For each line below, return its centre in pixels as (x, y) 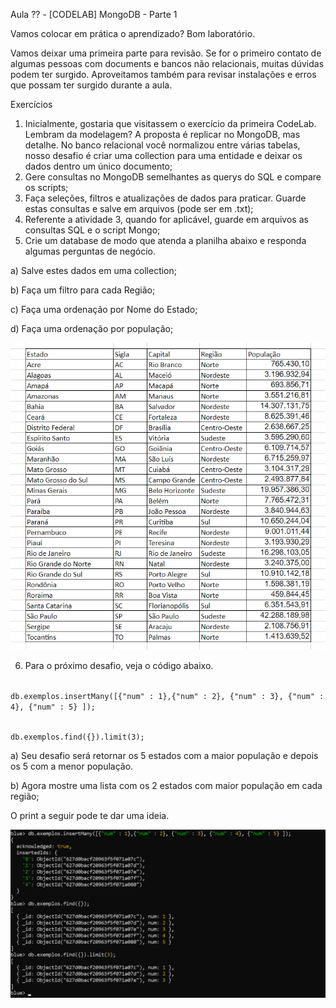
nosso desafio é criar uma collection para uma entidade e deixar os (163, 155)
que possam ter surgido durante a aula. (91, 85)
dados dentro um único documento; (98, 166)
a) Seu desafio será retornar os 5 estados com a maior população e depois (164, 756)
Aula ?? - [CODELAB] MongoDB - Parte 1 (94, 14)
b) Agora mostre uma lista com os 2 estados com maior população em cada (166, 786)
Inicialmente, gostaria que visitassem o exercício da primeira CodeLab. (170, 123)
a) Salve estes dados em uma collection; (94, 270)
